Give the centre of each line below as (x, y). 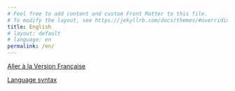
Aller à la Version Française (47, 66)
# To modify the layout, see (50, 20)
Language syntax (32, 80)
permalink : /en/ (31, 46)
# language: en (29, 40)
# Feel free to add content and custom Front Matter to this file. (108, 14)
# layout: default (34, 33)
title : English (29, 27)
